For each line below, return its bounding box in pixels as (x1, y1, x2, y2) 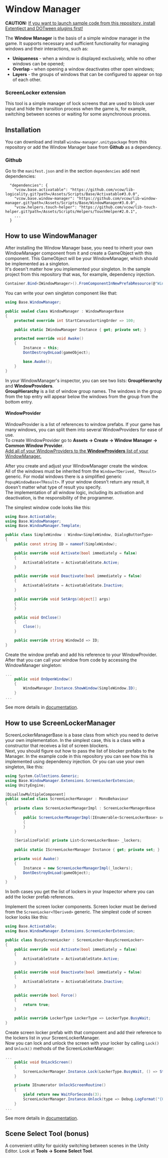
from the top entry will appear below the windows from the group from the (5, 393, 158, 399)
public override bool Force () (14, 992, 77, 998)
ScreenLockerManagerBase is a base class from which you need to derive (5, 731, 158, 738)
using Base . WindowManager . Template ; (5, 523, 81, 528)
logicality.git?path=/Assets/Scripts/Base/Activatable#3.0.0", (5, 191, 140, 197)
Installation (5, 125, 41, 134)
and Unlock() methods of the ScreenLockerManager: (5, 1045, 114, 1051)
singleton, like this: (5, 763, 44, 769)
